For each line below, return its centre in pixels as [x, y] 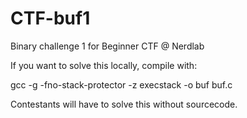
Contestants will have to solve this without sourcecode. [124, 104]
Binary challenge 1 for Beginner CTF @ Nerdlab [107, 46]
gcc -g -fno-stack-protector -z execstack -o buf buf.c [121, 84]
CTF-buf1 [50, 18]
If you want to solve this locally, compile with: [104, 65]
